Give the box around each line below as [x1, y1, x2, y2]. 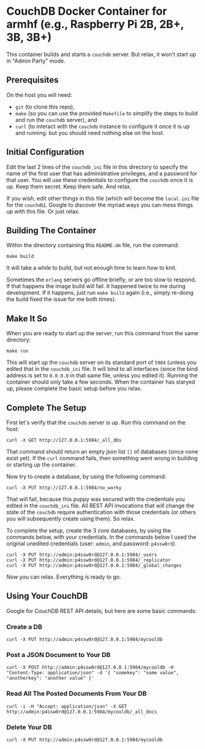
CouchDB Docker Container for [6, 4, 167, 18]
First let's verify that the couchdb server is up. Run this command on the [6, 419, 186, 426]
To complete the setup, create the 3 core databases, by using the [6, 527, 171, 534]
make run [6, 348, 29, 354]
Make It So [6, 313, 48, 324]
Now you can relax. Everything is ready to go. [6, 573, 121, 580]
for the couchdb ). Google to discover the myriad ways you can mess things [6, 201, 193, 208]
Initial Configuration [6, 147, 84, 158]
